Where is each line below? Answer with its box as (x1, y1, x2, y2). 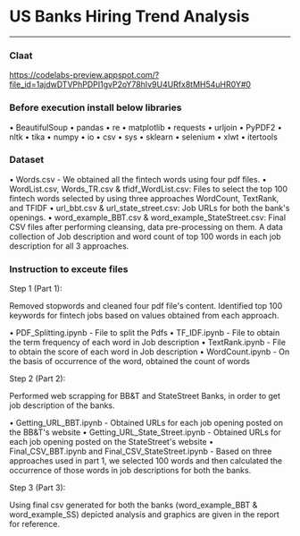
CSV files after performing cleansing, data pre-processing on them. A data (9, 221, 284, 232)
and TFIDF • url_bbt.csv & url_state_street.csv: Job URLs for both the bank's (9, 202, 290, 213)
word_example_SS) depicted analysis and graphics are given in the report (9, 509, 279, 520)
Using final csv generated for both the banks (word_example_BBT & (9, 499, 258, 511)
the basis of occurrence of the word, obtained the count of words (9, 356, 250, 367)
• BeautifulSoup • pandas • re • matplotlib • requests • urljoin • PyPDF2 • (9, 122, 283, 132)
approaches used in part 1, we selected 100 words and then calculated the (9, 455, 283, 466)
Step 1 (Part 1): (9, 284, 62, 294)
